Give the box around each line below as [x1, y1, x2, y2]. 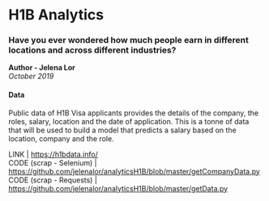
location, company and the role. [8, 133, 115, 143]
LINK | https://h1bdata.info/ [8, 149, 99, 159]
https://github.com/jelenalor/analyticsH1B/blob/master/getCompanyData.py [8, 166, 261, 176]
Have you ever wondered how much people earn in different [8, 35, 250, 46]
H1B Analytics [8, 6, 104, 24]
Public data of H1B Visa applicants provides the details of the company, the [8, 107, 259, 118]
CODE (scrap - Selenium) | [8, 157, 97, 167]
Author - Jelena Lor [8, 63, 75, 73]
